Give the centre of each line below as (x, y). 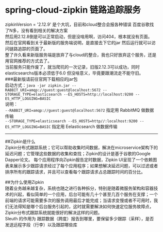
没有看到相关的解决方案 (44, 30)
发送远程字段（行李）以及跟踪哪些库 (41, 225)
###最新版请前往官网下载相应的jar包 (41, 79)
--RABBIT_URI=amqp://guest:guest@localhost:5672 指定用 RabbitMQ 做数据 (80, 110)
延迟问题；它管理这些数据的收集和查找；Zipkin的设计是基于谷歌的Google (78, 153)
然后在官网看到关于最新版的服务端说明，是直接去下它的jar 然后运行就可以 (78, 42)
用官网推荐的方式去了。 (28, 61)
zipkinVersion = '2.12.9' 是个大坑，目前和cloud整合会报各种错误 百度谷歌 (77, 24)
